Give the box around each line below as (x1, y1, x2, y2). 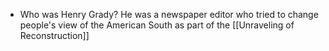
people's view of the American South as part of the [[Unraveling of (19, 19, 295, 31)
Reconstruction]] (19, 30, 90, 41)
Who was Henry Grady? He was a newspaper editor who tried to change (19, 9, 319, 20)
